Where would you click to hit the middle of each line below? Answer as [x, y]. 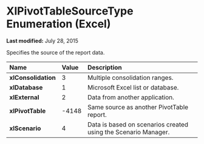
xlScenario [25, 128]
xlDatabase [26, 87]
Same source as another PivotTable [138, 107]
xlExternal [24, 97]
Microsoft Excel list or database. [133, 87]
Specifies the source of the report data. [56, 52]
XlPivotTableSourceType [70, 11]
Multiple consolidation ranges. [130, 77]
